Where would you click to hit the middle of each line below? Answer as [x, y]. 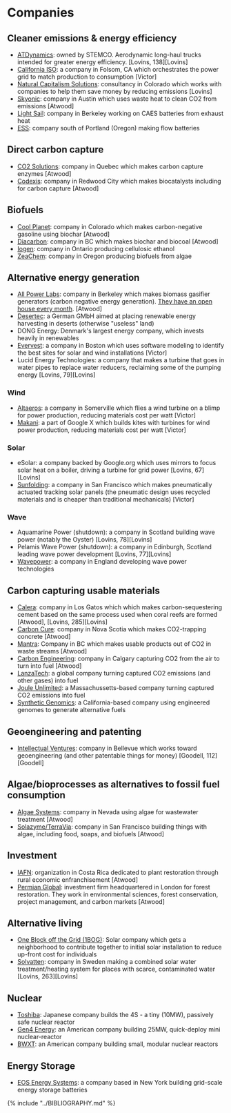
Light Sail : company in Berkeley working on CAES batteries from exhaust [120, 113]
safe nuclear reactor [46, 1022]
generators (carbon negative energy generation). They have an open [114, 302]
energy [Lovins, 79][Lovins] [56, 375]
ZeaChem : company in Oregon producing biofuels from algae [104, 256]
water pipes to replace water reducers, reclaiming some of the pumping [119, 368]
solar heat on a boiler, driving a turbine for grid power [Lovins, [105, 470]
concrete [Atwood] [44, 637]
